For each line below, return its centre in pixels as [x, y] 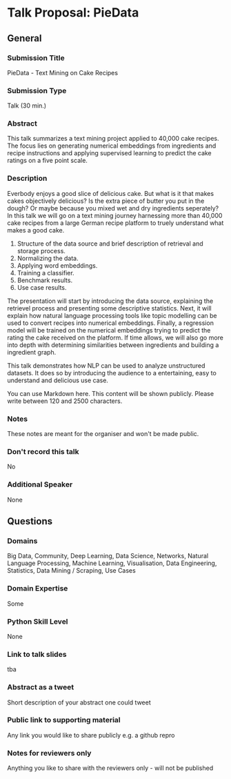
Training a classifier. [46, 273]
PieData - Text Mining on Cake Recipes [63, 72]
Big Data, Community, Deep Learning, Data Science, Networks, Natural [108, 556]
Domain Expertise [38, 589]
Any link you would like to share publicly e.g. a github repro [91, 735]
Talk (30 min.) [27, 106]
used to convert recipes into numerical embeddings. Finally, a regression [110, 323]
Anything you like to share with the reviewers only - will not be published [110, 768]
